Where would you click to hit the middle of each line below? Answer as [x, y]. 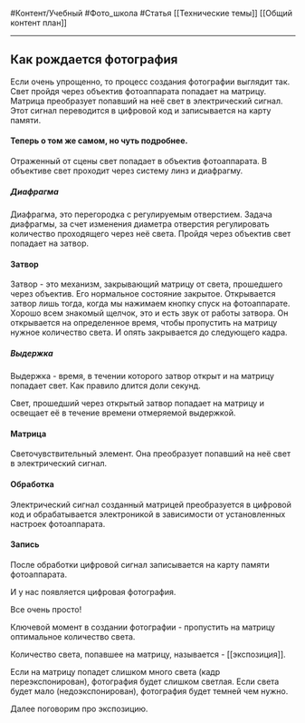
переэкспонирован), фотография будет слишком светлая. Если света [145, 681]
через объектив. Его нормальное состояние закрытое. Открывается [143, 294]
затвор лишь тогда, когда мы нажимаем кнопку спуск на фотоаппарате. [150, 304]
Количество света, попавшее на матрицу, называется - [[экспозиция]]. [148, 654]
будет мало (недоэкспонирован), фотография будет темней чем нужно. [149, 691]
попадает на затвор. [50, 243]
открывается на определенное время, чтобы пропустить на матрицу [144, 323]
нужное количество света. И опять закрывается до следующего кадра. [149, 332]
